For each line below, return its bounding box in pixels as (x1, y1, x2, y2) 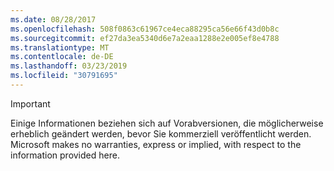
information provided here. (10, 149, 120, 161)
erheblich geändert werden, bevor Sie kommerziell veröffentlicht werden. (10, 127, 312, 140)
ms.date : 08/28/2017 (10, 14, 97, 25)
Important (10, 97, 51, 110)
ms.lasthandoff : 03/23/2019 (10, 61, 128, 71)
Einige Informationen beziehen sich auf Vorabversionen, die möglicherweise (10, 117, 324, 129)
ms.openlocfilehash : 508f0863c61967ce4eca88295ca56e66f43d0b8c (10, 24, 280, 34)
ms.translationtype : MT (10, 42, 110, 53)
